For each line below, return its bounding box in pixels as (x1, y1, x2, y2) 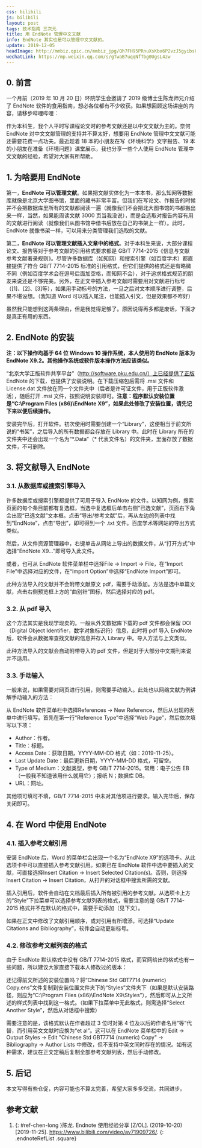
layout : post (6, 20, 39, 26)
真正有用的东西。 (11, 313, 54, 320)
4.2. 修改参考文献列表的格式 (6, 941, 88, 950)
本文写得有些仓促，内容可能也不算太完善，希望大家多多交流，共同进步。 (6, 1085, 185, 1093)
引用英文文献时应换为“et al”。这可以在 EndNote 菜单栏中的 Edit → (22, 1027, 185, 1035)
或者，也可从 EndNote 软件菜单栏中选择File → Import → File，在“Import (6, 560, 183, 567)
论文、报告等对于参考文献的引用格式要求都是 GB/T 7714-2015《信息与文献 (6, 247, 190, 255)
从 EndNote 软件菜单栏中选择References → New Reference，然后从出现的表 (6, 706, 195, 714)
